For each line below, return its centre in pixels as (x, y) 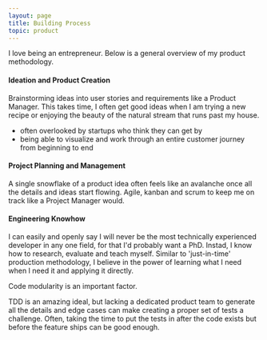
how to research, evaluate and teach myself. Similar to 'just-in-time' (120, 254)
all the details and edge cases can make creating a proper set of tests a (126, 310)
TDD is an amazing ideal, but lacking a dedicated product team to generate (132, 302)
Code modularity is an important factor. (73, 286)
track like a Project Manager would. (67, 200)
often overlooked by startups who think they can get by (111, 130)
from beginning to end (56, 147)
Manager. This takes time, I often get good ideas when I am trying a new (127, 106)
